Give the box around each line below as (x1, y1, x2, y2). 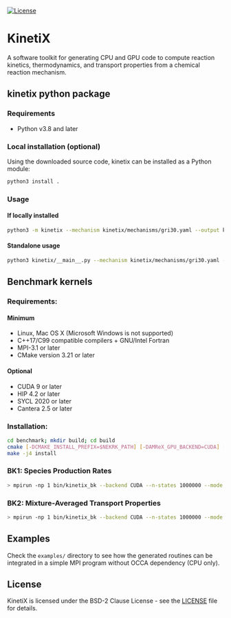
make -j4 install (7, 450, 57, 457)
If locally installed (7, 211, 59, 220)
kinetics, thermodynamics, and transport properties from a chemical (7, 61, 201, 69)
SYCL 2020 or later (16, 397, 72, 405)
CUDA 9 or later (16, 382, 63, 390)
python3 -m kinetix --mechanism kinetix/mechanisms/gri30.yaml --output (7, 226, 220, 234)
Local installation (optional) (7, 141, 101, 151)
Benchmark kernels (7, 276, 93, 288)
